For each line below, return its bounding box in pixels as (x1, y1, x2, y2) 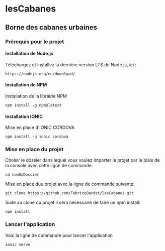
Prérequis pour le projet (5, 38, 64, 45)
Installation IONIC (5, 113, 43, 119)
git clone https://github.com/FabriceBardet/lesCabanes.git (5, 191, 134, 196)
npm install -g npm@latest (5, 102, 62, 108)
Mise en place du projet (5, 146, 64, 153)
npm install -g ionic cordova (5, 134, 69, 140)
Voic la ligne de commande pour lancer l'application (5, 232, 113, 238)
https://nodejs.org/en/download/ (5, 71, 75, 76)
